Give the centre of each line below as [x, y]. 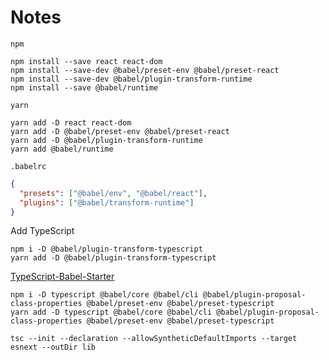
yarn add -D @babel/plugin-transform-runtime [106, 140]
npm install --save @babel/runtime [84, 87]
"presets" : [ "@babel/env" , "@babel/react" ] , [113, 193]
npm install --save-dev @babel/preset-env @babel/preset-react [145, 70]
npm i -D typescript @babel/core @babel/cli [104, 295]
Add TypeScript [42, 231]
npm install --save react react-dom [86, 61]
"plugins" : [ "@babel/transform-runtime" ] [107, 202]
